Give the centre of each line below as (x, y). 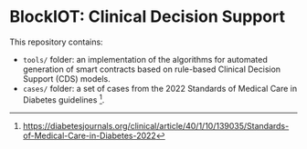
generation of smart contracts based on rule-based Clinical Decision (152, 69)
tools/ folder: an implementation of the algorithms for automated (145, 59)
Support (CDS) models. (67, 78)
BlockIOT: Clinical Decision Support (148, 17)
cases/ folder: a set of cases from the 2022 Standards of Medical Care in (160, 88)
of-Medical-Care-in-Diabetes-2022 (90, 135)
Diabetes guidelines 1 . (64, 99)
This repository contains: (56, 42)
